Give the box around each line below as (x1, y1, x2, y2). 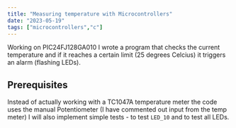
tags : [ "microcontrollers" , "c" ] (7, 23, 103, 31)
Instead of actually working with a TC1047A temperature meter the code (7, 97, 218, 107)
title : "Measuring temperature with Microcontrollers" (7, 10, 173, 18)
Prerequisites (7, 79, 68, 91)
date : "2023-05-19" (7, 17, 65, 24)
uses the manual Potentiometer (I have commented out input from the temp (7, 105, 227, 114)
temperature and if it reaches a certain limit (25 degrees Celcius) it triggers (7, 50, 226, 59)
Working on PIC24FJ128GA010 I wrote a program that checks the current (7, 43, 220, 52)
